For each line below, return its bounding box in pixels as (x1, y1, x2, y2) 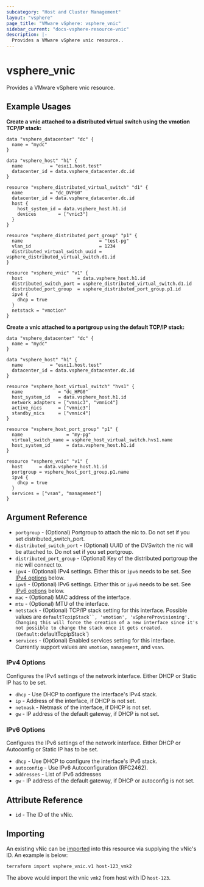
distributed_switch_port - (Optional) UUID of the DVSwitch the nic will (15, 542, 194, 549)
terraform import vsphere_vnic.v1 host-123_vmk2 (6, 863, 132, 869)
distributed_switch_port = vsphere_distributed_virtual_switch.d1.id (12, 281, 192, 287)
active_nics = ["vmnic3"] (12, 405, 91, 411)
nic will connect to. (15, 561, 63, 569)
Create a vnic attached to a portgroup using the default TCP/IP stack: (6, 323, 185, 331)
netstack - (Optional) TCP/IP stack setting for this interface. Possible (15, 606, 188, 614)
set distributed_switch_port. (15, 535, 85, 542)
